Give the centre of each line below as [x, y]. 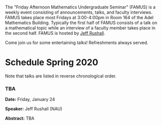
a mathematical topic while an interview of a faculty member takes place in [80, 28]
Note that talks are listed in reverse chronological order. [61, 76]
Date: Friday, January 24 [30, 100]
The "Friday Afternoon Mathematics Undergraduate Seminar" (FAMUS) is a [80, 7]
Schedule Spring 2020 [52, 62]
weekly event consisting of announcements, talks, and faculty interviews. [79, 12]
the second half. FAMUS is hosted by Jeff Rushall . [55, 33]
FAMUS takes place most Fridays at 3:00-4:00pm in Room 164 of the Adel [79, 17]
